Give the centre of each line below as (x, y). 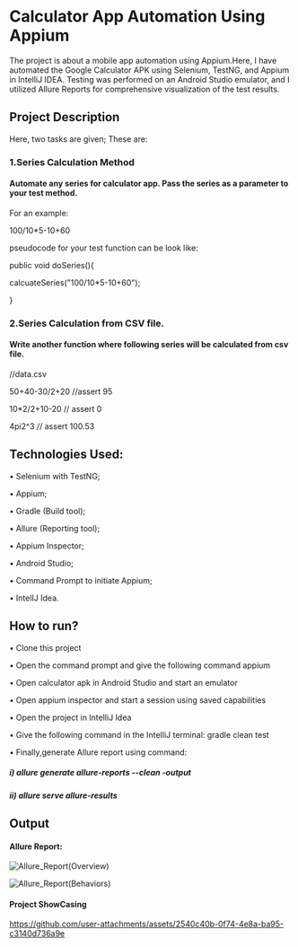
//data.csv (28, 374)
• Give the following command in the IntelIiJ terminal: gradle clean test (139, 734)
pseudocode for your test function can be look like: (104, 248)
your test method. (44, 193)
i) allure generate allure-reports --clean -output (100, 773)
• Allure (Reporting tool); (55, 528)
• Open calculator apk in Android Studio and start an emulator (123, 682)
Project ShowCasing (48, 904)
